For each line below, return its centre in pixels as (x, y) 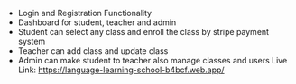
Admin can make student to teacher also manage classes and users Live (153, 60)
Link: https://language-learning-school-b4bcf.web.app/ (121, 70)
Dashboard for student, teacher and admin (97, 22)
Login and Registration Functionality (84, 13)
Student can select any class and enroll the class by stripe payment (143, 32)
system (32, 41)
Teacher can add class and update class (93, 51)
